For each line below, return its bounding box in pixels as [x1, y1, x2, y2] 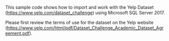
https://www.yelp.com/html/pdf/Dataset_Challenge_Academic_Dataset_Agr [7, 25, 164, 31]
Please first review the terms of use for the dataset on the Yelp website [5, 20, 154, 25]
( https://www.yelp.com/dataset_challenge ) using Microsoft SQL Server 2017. [5, 10, 165, 16]
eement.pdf [5, 30, 29, 36]
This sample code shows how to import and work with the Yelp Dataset [5, 5, 154, 10]
